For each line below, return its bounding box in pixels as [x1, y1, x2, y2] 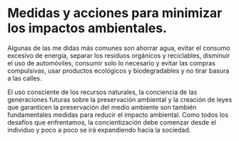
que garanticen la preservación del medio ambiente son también [7, 103, 197, 111]
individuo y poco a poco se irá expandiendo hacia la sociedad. [7, 125, 191, 134]
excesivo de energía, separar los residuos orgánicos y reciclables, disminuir [7, 51, 230, 60]
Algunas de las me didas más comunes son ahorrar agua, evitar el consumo [7, 43, 230, 52]
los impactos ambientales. [7, 20, 168, 36]
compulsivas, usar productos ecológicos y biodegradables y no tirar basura [7, 66, 230, 75]
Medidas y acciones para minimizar [7, 5, 223, 21]
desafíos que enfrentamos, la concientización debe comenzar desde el [7, 117, 216, 126]
